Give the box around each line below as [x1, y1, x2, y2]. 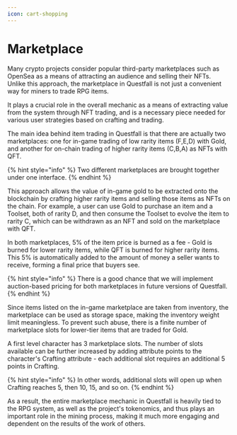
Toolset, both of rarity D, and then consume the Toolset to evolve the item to [7, 209, 230, 218]
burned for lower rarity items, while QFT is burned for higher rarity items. [7, 245, 220, 254]
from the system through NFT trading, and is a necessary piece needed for [7, 108, 226, 117]
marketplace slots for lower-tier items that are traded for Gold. [7, 325, 189, 334]
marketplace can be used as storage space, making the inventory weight [7, 311, 219, 319]
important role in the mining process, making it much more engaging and [7, 412, 219, 420]
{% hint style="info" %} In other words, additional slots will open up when [7, 376, 222, 384]
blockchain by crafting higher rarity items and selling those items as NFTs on [7, 194, 231, 202]
